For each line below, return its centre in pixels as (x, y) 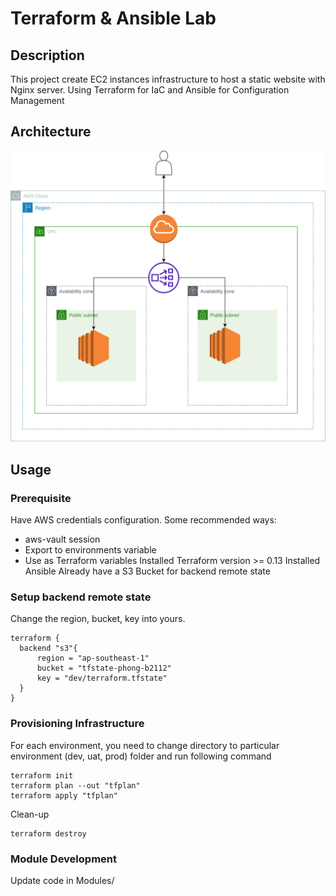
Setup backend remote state (81, 597)
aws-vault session (62, 539)
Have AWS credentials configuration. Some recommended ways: (143, 520)
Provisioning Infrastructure (77, 724)
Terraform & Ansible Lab (113, 18)
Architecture (51, 132)
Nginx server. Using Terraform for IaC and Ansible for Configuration (150, 90)
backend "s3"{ (48, 648)
